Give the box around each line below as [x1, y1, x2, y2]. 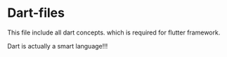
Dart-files [7, 5, 65, 21]
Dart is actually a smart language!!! [7, 42, 108, 50]
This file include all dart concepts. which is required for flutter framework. [7, 28, 221, 37]
